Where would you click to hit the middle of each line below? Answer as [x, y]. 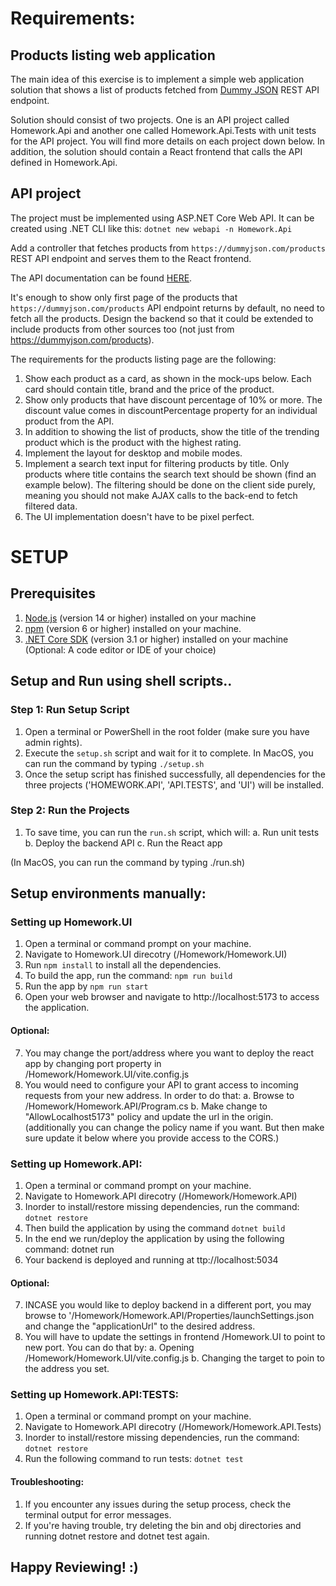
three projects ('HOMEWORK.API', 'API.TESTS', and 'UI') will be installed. [174, 784]
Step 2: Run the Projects [70, 810]
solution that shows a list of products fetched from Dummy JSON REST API [165, 90]
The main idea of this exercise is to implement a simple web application [157, 79]
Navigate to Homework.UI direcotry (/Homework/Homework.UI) [156, 954]
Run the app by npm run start [86, 986]
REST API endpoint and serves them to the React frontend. [131, 258]
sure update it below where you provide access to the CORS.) [152, 1138]
